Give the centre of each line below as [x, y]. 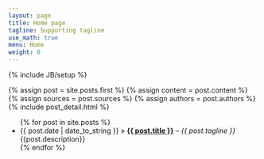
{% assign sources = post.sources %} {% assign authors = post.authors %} [132, 98]
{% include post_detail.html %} [59, 107]
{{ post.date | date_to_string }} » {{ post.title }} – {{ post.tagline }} [128, 131]
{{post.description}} [52, 139]
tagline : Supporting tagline [56, 30]
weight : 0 [25, 52]
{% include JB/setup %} [48, 75]
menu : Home [26, 45]
